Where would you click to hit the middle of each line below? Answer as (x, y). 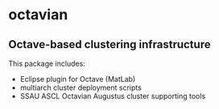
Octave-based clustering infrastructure (109, 44)
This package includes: (47, 63)
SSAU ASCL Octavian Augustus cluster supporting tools (113, 96)
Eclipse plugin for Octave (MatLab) (78, 79)
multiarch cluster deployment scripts (81, 87)
